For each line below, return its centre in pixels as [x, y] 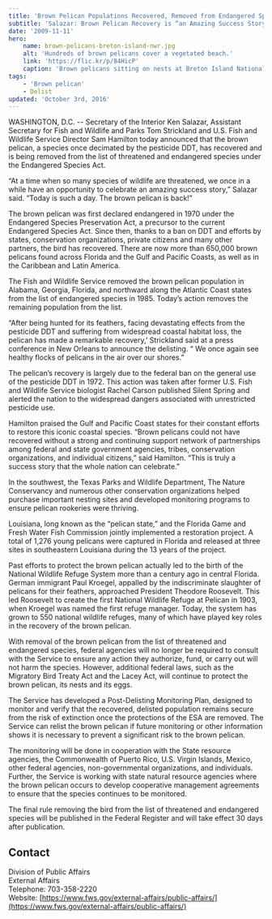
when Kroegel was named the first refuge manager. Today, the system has [133, 609]
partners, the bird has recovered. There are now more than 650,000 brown [133, 248]
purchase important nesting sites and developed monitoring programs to [130, 499]
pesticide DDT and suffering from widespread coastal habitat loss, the [125, 332]
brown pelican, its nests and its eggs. [70, 685]
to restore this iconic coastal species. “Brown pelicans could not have [124, 432]
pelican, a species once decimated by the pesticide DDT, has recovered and [136, 148]
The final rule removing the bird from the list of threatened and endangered [134, 809]
